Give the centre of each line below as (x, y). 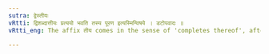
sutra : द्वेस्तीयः (28, 15)
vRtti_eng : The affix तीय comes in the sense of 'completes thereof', (127, 30)
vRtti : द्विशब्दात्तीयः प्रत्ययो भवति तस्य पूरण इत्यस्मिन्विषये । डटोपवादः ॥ (96, 23)
